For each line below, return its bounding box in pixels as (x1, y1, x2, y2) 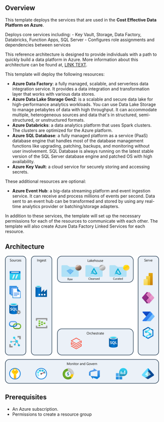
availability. (12, 158, 35, 164)
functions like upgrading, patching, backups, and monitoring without (12, 143, 150, 148)
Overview (5, 4, 36, 12)
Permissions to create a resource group (12, 411, 92, 417)
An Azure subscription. (12, 406, 59, 412)
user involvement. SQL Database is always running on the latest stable (12, 148, 154, 154)
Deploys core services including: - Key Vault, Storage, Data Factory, (5, 31, 142, 37)
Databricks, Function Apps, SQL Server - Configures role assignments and (5, 37, 155, 42)
